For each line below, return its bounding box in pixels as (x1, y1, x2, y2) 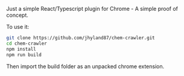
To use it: (6, 24, 30, 30)
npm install (6, 46, 36, 52)
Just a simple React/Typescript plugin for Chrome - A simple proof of (6, 5, 178, 12)
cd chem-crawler (6, 40, 47, 46)
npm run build (6, 51, 42, 58)
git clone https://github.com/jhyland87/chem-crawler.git (6, 35, 155, 41)
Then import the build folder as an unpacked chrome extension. (6, 63, 165, 70)
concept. (6, 11, 29, 19)
